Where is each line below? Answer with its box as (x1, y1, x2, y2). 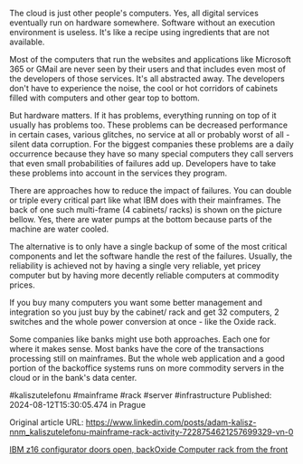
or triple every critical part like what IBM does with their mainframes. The (9, 194, 281, 205)
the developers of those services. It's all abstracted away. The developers (9, 73, 285, 84)
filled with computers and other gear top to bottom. (9, 92, 201, 103)
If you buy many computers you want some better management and (9, 298, 262, 308)
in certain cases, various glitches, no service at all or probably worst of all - (9, 129, 290, 139)
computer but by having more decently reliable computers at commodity (9, 270, 279, 280)
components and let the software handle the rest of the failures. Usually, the (9, 251, 292, 261)
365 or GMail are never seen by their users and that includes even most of (9, 63, 287, 74)
